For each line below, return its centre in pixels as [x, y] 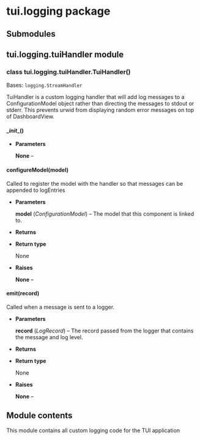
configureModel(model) [38, 170]
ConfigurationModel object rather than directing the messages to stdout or [100, 104]
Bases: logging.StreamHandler [44, 85]
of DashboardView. [31, 117]
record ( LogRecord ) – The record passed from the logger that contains [104, 331]
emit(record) [23, 293]
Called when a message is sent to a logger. [61, 307]
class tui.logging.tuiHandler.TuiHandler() [69, 71]
